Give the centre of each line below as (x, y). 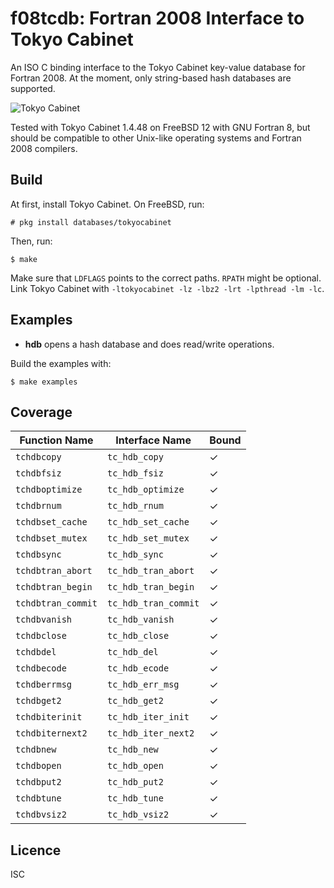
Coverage (41, 412)
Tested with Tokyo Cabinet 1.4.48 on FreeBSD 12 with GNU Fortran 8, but (160, 127)
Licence (36, 850)
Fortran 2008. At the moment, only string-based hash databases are (151, 78)
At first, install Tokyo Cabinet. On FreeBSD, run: (107, 204)
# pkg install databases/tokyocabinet (91, 222)
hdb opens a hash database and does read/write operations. (149, 344)
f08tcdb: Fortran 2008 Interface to (157, 18)
